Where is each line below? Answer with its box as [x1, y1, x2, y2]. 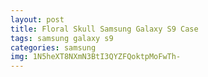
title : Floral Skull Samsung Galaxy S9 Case [10, 24, 199, 34]
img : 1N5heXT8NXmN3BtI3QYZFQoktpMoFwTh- [10, 52, 182, 62]
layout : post [10, 14, 65, 25]
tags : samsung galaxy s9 [10, 33, 114, 43]
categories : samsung [10, 42, 97, 53]
